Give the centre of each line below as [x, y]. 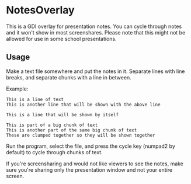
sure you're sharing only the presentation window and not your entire [89, 169]
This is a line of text [35, 99]
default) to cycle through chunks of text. [55, 152]
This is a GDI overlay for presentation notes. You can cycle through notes [94, 26]
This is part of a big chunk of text [52, 125]
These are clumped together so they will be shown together [81, 135]
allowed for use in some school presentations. [61, 39]
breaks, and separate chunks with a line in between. [69, 77]
